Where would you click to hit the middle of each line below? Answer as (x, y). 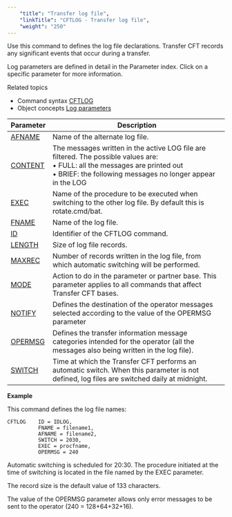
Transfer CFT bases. (85, 293)
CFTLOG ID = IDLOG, (40, 422)
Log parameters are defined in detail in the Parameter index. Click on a (108, 67)
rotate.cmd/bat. (77, 211)
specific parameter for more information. (65, 74)
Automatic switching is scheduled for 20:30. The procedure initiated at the (113, 465)
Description (137, 125)
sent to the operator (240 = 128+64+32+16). (70, 507)
